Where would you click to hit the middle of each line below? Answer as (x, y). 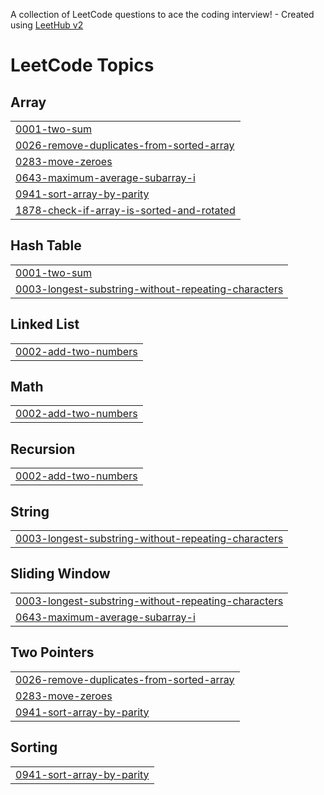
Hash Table (46, 245)
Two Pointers (52, 652)
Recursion (43, 449)
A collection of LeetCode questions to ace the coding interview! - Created (162, 14)
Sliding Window (60, 574)
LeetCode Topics (82, 65)
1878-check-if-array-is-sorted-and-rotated (125, 210)
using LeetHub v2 (47, 25)
